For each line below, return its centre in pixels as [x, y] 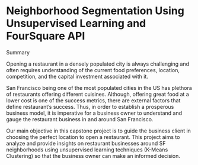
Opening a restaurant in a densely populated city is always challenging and [98, 64]
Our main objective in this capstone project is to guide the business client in [99, 131]
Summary [18, 52]
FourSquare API [46, 36]
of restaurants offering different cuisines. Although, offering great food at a [98, 94]
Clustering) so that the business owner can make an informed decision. [93, 156]
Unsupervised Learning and [76, 23]
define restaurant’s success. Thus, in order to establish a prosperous [90, 106]
